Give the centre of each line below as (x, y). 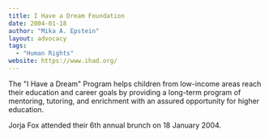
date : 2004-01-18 (38, 23)
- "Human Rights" (45, 53)
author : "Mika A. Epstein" (54, 31)
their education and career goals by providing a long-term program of (125, 92)
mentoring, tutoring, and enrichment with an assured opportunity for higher (134, 101)
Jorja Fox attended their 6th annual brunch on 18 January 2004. (115, 125)
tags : (17, 46)
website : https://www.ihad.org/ (63, 61)
